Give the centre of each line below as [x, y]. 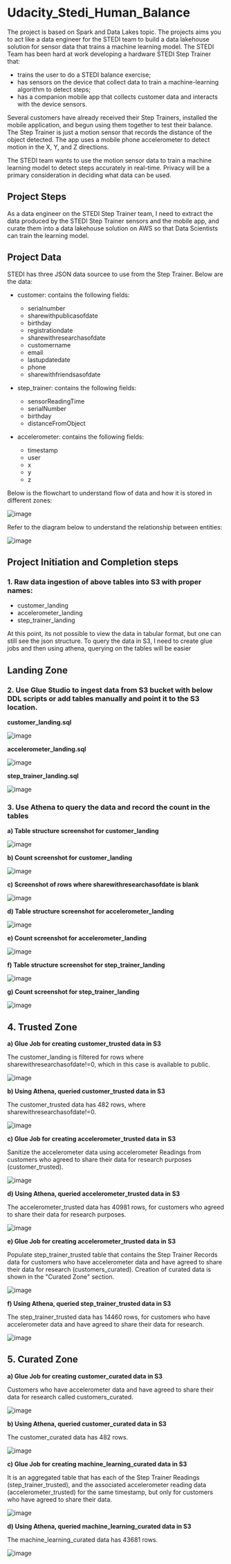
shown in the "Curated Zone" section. [61, 1277]
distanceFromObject [56, 423]
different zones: [30, 500]
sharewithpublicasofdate [63, 316]
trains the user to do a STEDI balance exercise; [84, 75]
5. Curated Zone [43, 1360]
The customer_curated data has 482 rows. [68, 1437]
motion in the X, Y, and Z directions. [58, 147]
